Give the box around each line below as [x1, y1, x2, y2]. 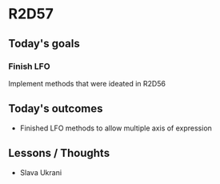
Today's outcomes [8, 102, 103, 116]
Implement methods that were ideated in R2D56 [8, 78, 166, 88]
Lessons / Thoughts [8, 146, 110, 160]
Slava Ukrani [19, 167, 62, 177]
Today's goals [8, 37, 80, 50]
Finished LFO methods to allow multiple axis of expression [19, 123, 212, 133]
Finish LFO [8, 61, 50, 72]
